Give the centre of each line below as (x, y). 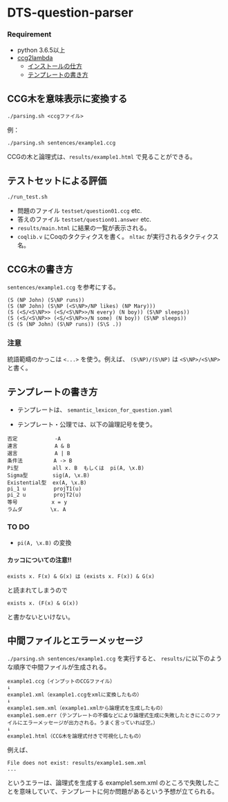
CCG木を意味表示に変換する (67, 98)
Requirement (29, 35)
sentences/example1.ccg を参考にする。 (63, 287)
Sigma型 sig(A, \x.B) (48, 476)
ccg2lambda (35, 58)
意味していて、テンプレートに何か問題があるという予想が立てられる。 (119, 792)
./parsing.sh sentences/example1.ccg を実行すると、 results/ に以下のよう (115, 658)
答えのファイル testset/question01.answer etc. (84, 220)
